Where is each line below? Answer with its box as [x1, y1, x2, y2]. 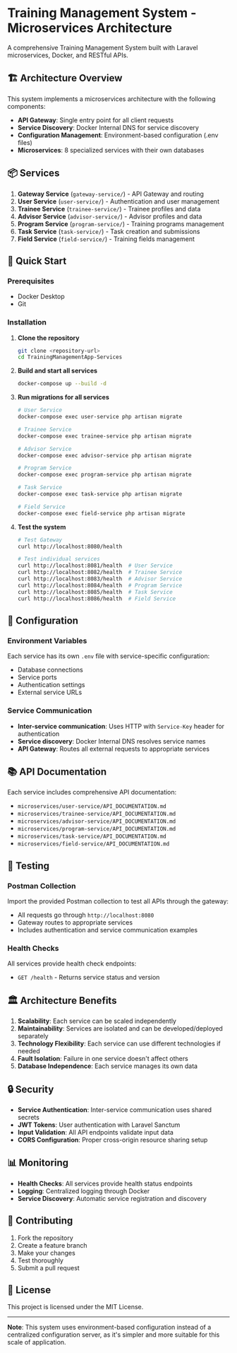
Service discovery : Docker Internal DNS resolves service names [17, 737, 206, 745]
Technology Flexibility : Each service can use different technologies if [17, 1039, 221, 1048]
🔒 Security [7, 1083, 54, 1095]
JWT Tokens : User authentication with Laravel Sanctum [17, 1120, 181, 1129]
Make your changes [17, 1248, 75, 1257]
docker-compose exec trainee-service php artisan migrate [17, 433, 192, 440]
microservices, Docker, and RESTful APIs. [7, 51, 128, 59]
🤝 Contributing [7, 1214, 73, 1227]
